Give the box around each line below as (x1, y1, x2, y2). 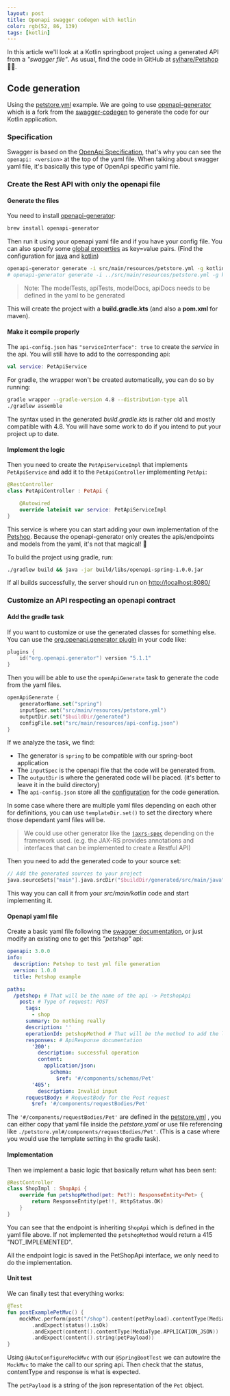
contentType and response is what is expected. (7, 1368, 141, 1376)
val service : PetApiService (7, 363, 88, 370)
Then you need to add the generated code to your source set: (7, 857, 181, 865)
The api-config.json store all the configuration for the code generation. (16, 788, 220, 796)
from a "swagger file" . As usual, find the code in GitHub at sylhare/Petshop (7, 56, 219, 64)
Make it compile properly (7, 327, 80, 336)
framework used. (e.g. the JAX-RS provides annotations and (23, 837, 194, 845)
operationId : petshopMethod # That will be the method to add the (25, 1030, 219, 1037)
